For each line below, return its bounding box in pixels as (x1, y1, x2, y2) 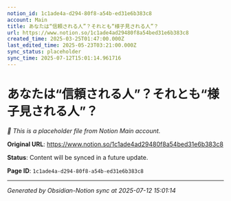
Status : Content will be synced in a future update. (7, 153, 148, 161)
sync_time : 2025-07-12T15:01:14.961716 (7, 55, 122, 62)
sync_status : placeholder (7, 49, 81, 56)
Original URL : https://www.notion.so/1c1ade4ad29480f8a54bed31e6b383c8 (7, 140, 223, 148)
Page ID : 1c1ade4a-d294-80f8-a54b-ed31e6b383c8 (7, 166, 144, 175)
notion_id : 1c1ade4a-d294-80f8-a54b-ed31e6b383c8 (7, 10, 153, 17)
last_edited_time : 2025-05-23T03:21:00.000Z (7, 42, 137, 49)
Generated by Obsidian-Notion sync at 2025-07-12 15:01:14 (7, 186, 177, 194)
